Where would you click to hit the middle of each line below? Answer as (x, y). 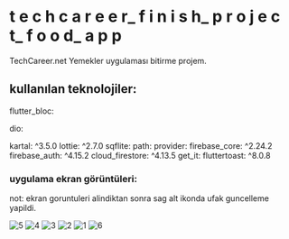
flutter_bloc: (32, 111)
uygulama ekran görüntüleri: (74, 179)
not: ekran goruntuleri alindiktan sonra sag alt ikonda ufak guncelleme (139, 198)
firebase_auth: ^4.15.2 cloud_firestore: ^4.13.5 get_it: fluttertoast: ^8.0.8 (140, 155)
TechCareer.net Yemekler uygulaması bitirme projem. (108, 60)
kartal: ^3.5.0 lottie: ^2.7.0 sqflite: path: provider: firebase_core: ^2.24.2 (141, 145)
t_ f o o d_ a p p (65, 36)
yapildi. (23, 208)
